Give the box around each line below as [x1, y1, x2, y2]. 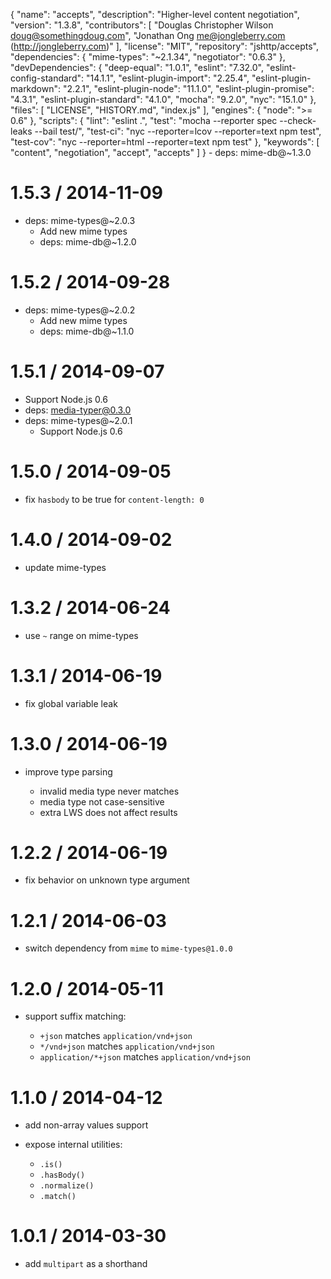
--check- [279, 115, 317, 126]
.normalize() [39, 1181, 95, 1191]
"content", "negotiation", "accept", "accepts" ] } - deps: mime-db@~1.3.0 [10, 147, 312, 158]
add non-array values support [24, 1119, 149, 1131]
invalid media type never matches [39, 785, 180, 797]
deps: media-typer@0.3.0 [24, 404, 132, 416]
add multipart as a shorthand [24, 1258, 148, 1270]
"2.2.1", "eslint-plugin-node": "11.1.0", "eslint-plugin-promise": [62, 83, 315, 94]
